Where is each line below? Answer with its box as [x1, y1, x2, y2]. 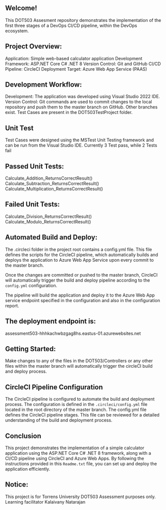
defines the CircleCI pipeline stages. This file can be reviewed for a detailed [5, 412, 160, 418]
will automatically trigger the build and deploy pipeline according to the [5, 277, 150, 283]
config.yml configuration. [5, 282, 57, 288]
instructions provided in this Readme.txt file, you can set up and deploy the [5, 460, 157, 467]
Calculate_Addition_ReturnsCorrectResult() [5, 175, 93, 181]
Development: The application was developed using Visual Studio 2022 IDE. [5, 94, 160, 100]
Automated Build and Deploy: [5, 233, 98, 242]
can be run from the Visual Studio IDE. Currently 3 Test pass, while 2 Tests [5, 142, 158, 148]
